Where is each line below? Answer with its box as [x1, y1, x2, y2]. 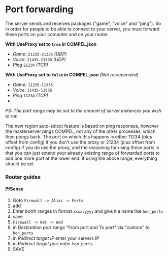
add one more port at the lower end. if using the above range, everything [5, 155, 157, 161]
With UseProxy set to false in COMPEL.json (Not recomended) [5, 71, 139, 77]
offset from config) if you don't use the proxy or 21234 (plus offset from [5, 139, 155, 145]
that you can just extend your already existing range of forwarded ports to [5, 150, 160, 156]
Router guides [5, 173, 41, 180]
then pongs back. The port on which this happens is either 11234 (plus [5, 133, 152, 139]
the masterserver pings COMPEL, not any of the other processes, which [5, 128, 156, 134]
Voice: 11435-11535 [12, 87, 52, 93]
